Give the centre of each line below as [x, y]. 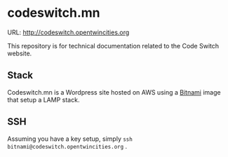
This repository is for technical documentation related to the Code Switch [113, 46]
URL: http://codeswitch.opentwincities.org [68, 32]
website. [20, 53]
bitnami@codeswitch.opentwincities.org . [67, 146]
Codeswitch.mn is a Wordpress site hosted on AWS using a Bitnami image [114, 92]
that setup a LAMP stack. [43, 100]
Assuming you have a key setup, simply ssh [70, 139]
